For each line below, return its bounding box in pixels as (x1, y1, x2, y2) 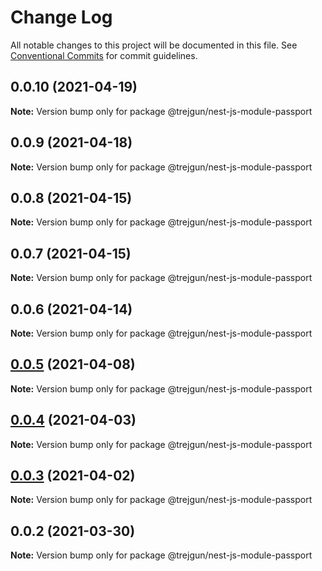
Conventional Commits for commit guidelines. (10, 49, 198, 61)
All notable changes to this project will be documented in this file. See (10, 39, 298, 51)
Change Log (10, 6, 113, 29)
